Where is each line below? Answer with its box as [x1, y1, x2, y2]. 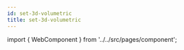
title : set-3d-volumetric [7, 16, 81, 23]
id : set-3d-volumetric [7, 10, 72, 17]
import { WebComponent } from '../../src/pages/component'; [7, 35, 177, 43]
